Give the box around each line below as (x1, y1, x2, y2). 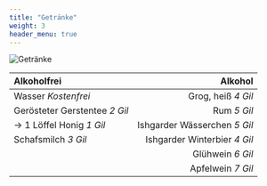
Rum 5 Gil (212, 104, 254, 117)
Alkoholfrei (13, 75, 62, 87)
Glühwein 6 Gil (192, 148, 254, 160)
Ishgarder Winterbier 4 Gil (145, 133, 254, 146)
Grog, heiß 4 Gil (188, 90, 254, 102)
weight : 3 (9, 21, 46, 30)
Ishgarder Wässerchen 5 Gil (137, 119, 254, 132)
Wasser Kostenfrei (13, 90, 91, 102)
